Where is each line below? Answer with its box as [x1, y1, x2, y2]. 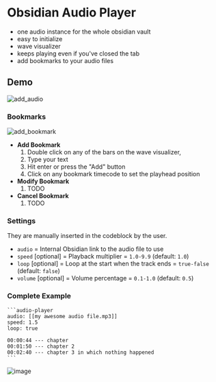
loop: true [7, 324, 38, 332]
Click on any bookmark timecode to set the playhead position [27, 170, 200, 178]
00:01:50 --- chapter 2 [7, 343, 75, 350]
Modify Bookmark [16, 177, 70, 186]
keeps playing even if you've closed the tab [16, 49, 140, 58]
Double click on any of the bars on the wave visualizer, [27, 148, 181, 156]
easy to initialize [16, 34, 63, 43]
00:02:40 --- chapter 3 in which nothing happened [7, 348, 154, 356]
